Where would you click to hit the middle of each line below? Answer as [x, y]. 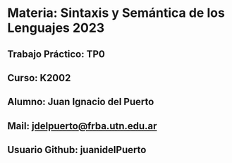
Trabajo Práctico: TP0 [56, 54]
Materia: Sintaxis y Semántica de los [116, 13]
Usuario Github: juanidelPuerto [77, 150]
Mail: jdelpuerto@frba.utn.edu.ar [82, 126]
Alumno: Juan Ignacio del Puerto [81, 102]
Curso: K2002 [39, 78]
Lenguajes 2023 [56, 28]
